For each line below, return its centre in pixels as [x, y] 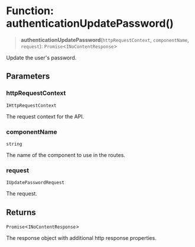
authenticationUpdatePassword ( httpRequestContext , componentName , [105, 40]
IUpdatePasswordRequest [35, 183]
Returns [21, 212]
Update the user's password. [41, 57]
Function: [30, 11]
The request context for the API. [45, 116]
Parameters [28, 76]
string [14, 144]
